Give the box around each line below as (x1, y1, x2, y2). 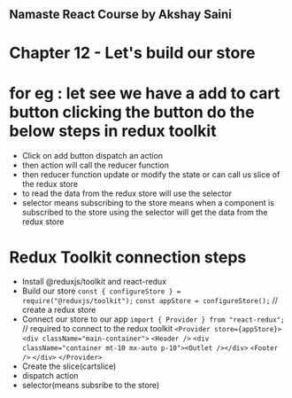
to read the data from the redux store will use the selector (21, 188, 233, 199)
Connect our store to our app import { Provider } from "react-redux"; (21, 314, 285, 324)
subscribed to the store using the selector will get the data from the (21, 207, 268, 217)
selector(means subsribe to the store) (21, 380, 160, 391)
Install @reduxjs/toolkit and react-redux (21, 277, 166, 287)
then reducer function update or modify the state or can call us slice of (21, 168, 280, 180)
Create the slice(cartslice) (21, 361, 117, 371)
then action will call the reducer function (21, 160, 170, 170)
